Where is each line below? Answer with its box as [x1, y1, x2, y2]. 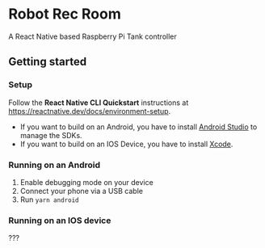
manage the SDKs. [19, 130, 82, 140]
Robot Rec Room [8, 5, 121, 23]
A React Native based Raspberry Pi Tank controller [8, 32, 177, 41]
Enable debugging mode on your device [19, 177, 154, 187]
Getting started [8, 55, 87, 69]
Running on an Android [8, 159, 101, 170]
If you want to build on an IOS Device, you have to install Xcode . [19, 139, 233, 149]
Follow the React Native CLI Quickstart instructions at [8, 98, 189, 107]
